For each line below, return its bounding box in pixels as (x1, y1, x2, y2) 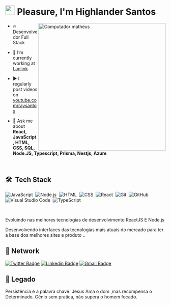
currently (12, 54, 32, 61)
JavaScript (12, 134, 37, 140)
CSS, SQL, (12, 145, 35, 151)
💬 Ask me (12, 118, 33, 124)
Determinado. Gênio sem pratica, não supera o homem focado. (5, 294, 137, 300)
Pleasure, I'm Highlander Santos (17, 6, 156, 18)
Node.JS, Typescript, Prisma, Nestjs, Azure (12, 150, 107, 156)
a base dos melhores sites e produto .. (5, 232, 85, 238)
